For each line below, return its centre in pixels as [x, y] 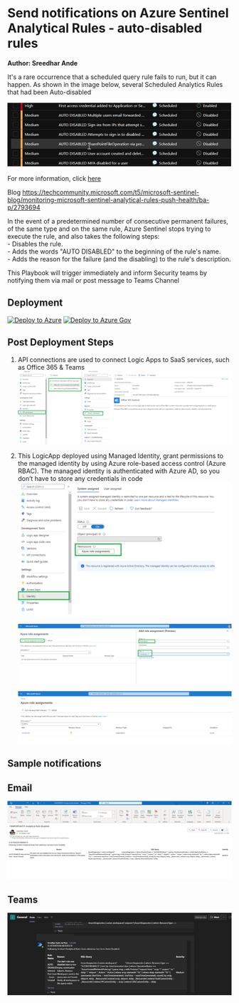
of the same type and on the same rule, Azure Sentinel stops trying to [109, 229]
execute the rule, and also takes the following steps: [84, 236]
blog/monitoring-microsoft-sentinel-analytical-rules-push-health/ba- [108, 199]
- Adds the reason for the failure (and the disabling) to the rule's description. [119, 259]
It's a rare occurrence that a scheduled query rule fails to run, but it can [112, 77]
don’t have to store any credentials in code [80, 479]
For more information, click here [54, 178]
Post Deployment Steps [60, 342]
